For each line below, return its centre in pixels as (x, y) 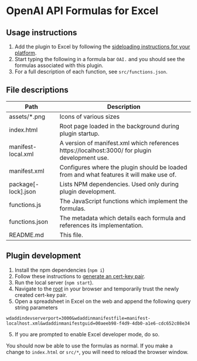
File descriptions (37, 90)
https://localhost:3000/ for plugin (105, 150)
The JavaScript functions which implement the (124, 201)
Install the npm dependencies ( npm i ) (60, 270)
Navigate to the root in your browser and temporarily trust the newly (97, 289)
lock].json (23, 191)
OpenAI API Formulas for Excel (82, 11)
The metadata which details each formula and (123, 218)
